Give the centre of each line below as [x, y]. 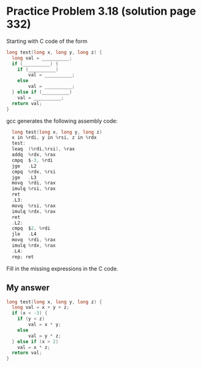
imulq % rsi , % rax [34, 189]
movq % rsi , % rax [34, 206]
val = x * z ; [34, 347]
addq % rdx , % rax [34, 155]
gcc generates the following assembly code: [62, 121]
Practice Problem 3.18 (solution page [101, 11]
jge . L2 [24, 166]
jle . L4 [24, 234]
